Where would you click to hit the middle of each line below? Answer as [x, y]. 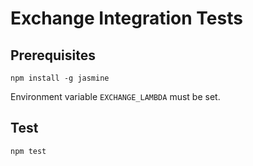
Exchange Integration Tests [126, 18]
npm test [28, 151]
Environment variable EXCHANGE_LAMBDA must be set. [115, 96]
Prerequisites [53, 55]
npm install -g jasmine [60, 78]
